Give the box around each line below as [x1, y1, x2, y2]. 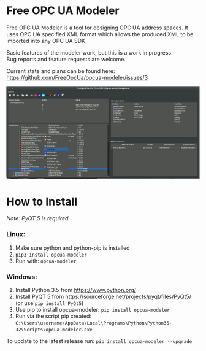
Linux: [6, 230, 26, 239]
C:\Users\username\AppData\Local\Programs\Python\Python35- [15, 320, 172, 326]
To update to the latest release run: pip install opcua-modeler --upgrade [6, 337, 193, 344]
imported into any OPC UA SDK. [6, 37, 87, 44]
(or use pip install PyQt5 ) [15, 299, 84, 307]
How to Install [6, 195, 78, 209]
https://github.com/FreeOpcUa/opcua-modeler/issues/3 [6, 74, 148, 81]
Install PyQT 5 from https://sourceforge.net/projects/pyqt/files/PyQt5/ [15, 293, 191, 300]
